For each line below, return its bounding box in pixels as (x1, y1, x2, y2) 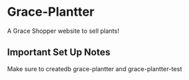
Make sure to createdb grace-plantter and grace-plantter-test (7, 64, 183, 72)
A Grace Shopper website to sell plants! (7, 27, 119, 35)
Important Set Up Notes (7, 46, 111, 58)
